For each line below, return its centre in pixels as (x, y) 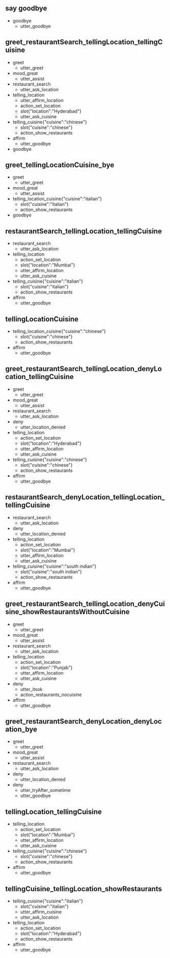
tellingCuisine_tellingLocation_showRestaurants (83, 889)
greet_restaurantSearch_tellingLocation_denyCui (85, 604)
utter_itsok (31, 689)
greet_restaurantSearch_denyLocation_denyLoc (83, 721)
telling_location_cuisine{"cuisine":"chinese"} (59, 331)
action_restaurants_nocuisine (51, 695)
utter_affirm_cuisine (41, 912)
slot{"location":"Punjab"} (46, 668)
